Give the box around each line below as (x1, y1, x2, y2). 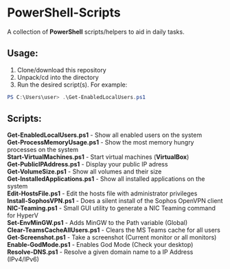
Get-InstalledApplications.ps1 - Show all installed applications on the (7, 175, 205, 183)
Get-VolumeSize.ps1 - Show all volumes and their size (7, 167, 162, 176)
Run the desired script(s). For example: (16, 80, 128, 89)
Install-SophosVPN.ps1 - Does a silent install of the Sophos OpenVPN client (7, 197, 223, 205)
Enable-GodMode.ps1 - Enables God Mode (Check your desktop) (7, 241, 194, 249)
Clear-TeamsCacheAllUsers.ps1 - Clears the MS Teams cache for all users (7, 226, 221, 235)
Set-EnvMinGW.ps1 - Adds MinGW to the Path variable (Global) (7, 219, 188, 227)
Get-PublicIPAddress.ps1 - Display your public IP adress (7, 160, 168, 169)
